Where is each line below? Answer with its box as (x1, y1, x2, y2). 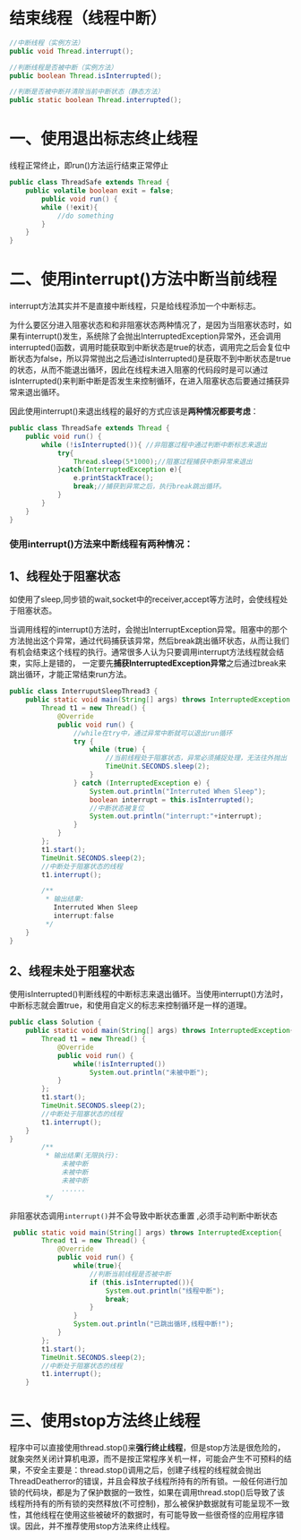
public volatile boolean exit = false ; (25, 186, 175, 195)
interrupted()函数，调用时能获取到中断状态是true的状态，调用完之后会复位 (9, 342, 283, 353)
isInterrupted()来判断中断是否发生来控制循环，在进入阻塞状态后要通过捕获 (9, 375, 282, 386)
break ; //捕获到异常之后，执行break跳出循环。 (73, 482, 226, 491)
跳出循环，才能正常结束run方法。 (9, 669, 132, 680)
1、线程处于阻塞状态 (9, 568, 121, 583)
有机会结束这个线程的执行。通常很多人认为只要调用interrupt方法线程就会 (9, 647, 277, 658)
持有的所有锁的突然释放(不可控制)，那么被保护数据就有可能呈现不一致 (32, 1498, 290, 1510)
